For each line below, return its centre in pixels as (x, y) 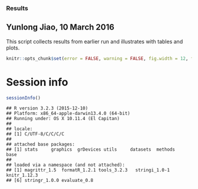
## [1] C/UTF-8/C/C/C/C (35, 134)
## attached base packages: (41, 145)
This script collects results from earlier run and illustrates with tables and (95, 41)
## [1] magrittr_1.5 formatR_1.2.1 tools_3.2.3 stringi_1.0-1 (88, 170)
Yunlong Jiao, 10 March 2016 (60, 27)
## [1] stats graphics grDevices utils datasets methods (91, 150)
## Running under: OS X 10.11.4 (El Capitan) (63, 119)
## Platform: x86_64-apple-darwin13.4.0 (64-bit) (68, 114)
